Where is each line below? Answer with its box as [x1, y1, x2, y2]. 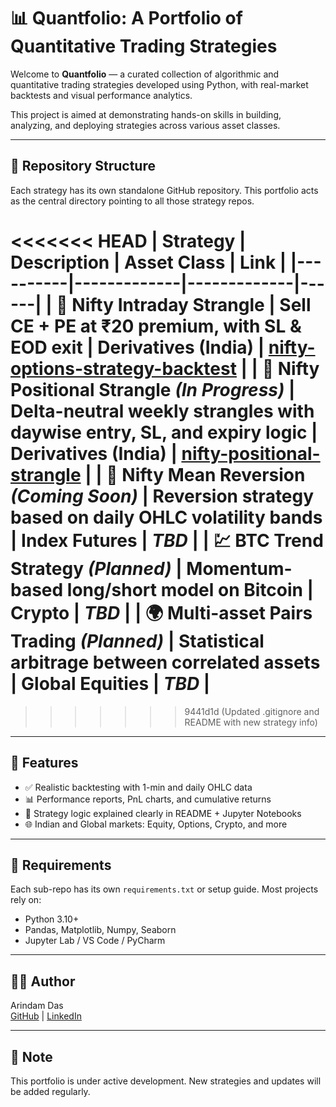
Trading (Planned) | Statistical [10, 630, 265, 652]
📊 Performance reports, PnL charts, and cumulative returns [24, 793, 272, 805]
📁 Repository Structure [10, 158, 156, 175]
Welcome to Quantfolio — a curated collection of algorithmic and [10, 68, 280, 80]
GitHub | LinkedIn [10, 1010, 82, 1022]
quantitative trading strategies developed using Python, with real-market [10, 78, 309, 90]
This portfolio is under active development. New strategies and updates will [10, 1075, 322, 1087]
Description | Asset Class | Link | [10, 251, 287, 274]
